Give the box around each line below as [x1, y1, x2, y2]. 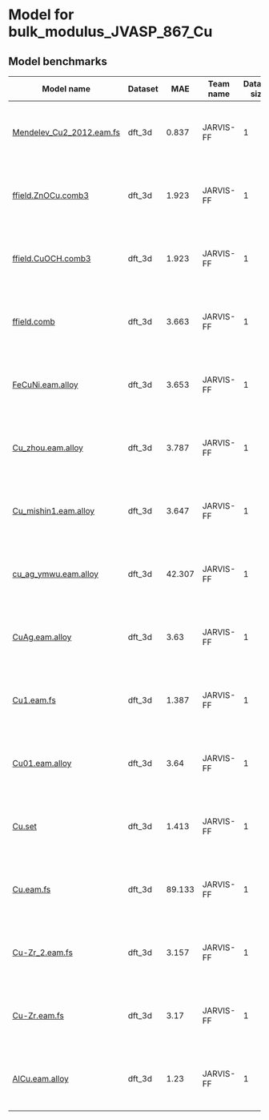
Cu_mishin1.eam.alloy [12, 506, 95, 516]
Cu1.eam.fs [12, 695, 56, 706]
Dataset [127, 83, 159, 94]
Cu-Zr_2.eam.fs [12, 947, 74, 958]
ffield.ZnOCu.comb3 [12, 190, 90, 201]
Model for [8, 6, 74, 24]
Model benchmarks [8, 54, 108, 68]
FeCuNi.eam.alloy [12, 379, 78, 390]
